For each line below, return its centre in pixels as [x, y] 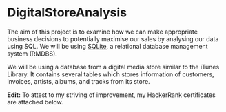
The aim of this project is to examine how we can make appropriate [103, 32]
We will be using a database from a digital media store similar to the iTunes [113, 67]
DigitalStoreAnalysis [67, 13]
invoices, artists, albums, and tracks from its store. [79, 81]
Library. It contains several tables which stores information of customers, [111, 74]
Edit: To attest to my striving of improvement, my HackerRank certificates [111, 95]
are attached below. [35, 102]
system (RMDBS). [32, 54]
